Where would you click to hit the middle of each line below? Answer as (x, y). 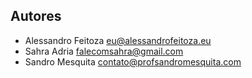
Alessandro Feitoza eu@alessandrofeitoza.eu (118, 40)
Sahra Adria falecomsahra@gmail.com (104, 51)
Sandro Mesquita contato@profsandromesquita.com (133, 61)
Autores (36, 16)
